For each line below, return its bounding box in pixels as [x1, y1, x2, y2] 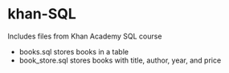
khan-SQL [7, 5, 77, 23]
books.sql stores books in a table [18, 47, 129, 56]
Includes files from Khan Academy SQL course [7, 31, 162, 41]
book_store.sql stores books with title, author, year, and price [18, 55, 222, 65]
